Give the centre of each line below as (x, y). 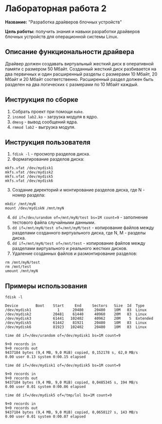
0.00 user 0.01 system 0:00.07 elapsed (45, 417)
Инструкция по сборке (42, 100)
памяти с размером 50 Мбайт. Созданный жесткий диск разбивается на (81, 69)
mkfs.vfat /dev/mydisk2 (29, 173)
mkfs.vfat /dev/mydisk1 (29, 168)
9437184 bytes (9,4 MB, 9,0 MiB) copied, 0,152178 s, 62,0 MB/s (72, 353)
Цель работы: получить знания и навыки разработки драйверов (72, 31)
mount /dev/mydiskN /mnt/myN (35, 208)
